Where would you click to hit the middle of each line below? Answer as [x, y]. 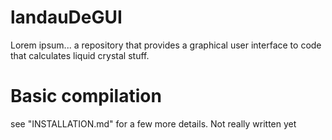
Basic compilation [86, 96]
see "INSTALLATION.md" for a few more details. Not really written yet [153, 123]
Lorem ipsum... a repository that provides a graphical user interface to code [166, 45]
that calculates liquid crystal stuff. [80, 55]
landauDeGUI [66, 17]
